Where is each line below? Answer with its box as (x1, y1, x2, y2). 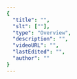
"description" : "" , (12, 36, 69, 43)
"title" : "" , (12, 16, 50, 23)
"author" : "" (12, 55, 50, 62)
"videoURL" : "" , (12, 42, 59, 49)
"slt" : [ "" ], (12, 23, 50, 30)
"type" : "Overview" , (12, 29, 71, 36)
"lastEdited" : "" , (12, 49, 66, 56)
